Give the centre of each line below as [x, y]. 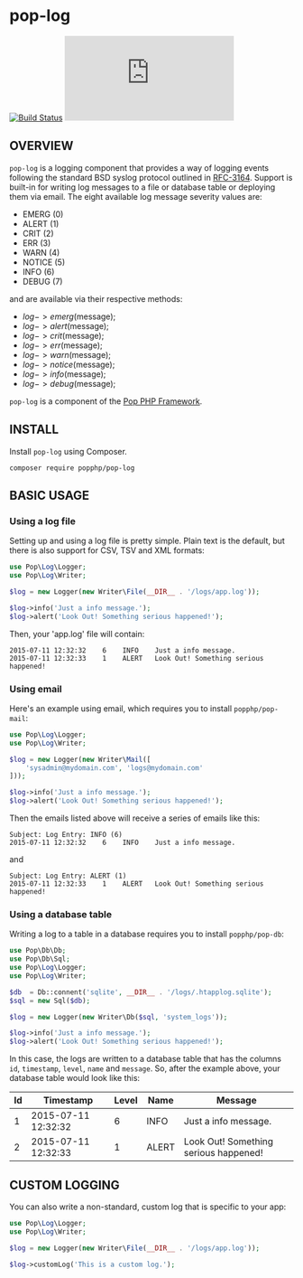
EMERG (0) [43, 214]
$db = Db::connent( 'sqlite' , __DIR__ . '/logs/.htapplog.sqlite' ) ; [141, 992]
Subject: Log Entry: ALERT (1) [68, 876]
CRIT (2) [38, 233]
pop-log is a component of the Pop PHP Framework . [106, 401]
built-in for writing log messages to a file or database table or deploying [142, 187]
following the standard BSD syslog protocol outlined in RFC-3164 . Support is [151, 177]
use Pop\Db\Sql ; [40, 959]
